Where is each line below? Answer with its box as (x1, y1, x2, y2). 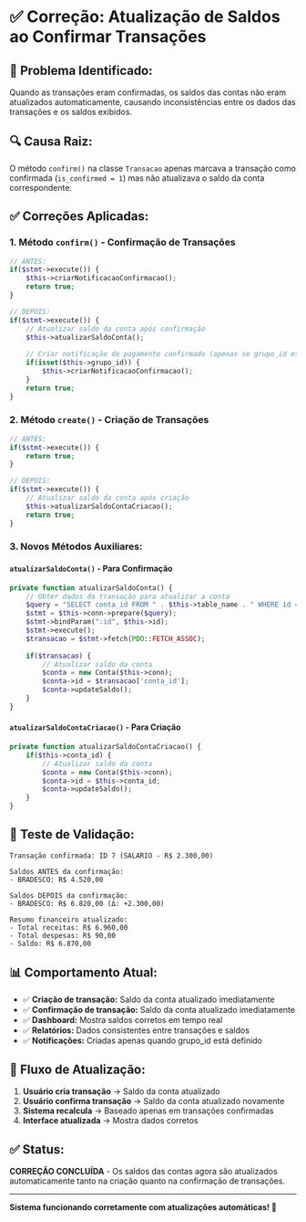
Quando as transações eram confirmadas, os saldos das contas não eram (9, 87, 287, 98)
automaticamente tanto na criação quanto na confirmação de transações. (9, 1175, 285, 1186)
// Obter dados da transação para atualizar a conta (25, 592, 230, 601)
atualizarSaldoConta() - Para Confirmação (9, 564, 173, 574)
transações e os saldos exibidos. (9, 107, 133, 117)
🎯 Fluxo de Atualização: (9, 1062, 146, 1078)
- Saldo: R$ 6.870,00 (9, 939, 92, 948)
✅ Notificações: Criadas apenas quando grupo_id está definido (22, 1035, 262, 1046)
